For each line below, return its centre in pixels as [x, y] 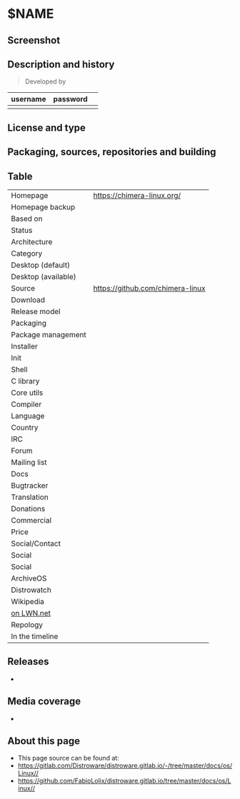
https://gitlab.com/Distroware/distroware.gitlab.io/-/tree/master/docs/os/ [125, 765]
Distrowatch [31, 590]
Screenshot [34, 40]
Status [22, 230]
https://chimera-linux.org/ [137, 195]
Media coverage [44, 702]
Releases [28, 662]
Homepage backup [43, 207]
